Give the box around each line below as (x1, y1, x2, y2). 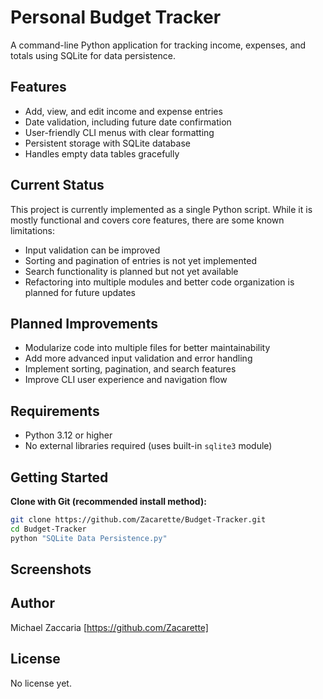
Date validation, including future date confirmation (24, 116, 232, 128)
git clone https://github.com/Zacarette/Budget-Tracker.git (10, 515, 267, 525)
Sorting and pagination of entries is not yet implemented (24, 254, 257, 266)
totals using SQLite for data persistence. (10, 49, 176, 61)
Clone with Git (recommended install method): (10, 496, 207, 507)
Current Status (10, 177, 105, 194)
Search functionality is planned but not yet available (24, 265, 239, 277)
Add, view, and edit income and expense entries (24, 105, 223, 117)
